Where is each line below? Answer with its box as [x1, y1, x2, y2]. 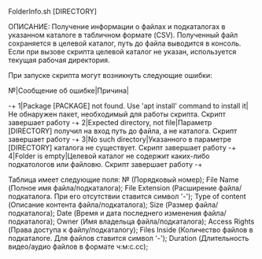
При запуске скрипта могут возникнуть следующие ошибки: [8, 71, 212, 80]
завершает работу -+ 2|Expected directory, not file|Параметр [8, 118, 212, 127]
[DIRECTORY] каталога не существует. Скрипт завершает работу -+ [8, 143, 237, 152]
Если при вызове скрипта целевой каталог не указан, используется [8, 47, 237, 56]
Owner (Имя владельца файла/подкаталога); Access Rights [56, 216, 255, 226]
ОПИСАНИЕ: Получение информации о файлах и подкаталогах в [8, 22, 226, 31]
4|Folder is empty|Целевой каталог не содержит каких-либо [8, 151, 210, 161]
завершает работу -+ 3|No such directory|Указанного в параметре [8, 135, 232, 144]
